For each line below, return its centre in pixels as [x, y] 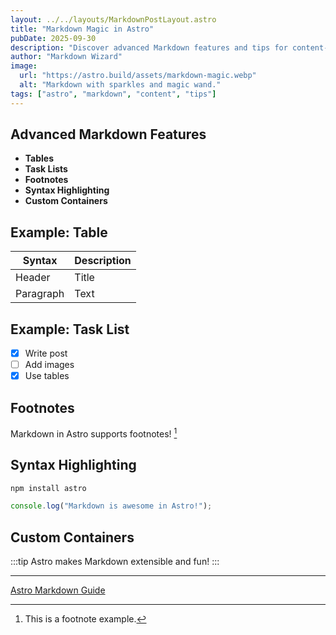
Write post [46, 353]
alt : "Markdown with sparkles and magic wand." [120, 85]
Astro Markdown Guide [58, 590]
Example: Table [59, 232]
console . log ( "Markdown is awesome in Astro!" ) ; [111, 506]
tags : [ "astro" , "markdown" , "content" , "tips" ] [113, 94]
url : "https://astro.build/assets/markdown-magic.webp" [138, 76]
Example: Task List [70, 329]
